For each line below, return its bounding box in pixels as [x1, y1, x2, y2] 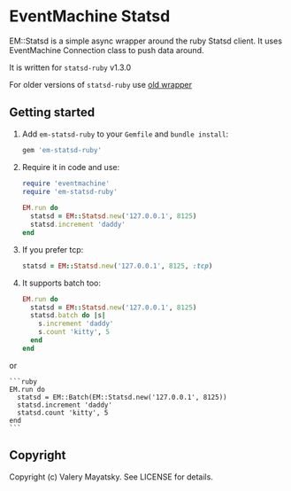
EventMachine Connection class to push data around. [9, 44, 204, 55]
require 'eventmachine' [21, 179, 111, 188]
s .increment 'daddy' [38, 319, 114, 329]
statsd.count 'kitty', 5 [17, 408, 109, 417]
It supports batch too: [21, 277, 102, 288]
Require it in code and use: [21, 161, 120, 172]
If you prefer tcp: [21, 244, 84, 254]
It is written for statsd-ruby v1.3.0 [9, 62, 131, 73]
